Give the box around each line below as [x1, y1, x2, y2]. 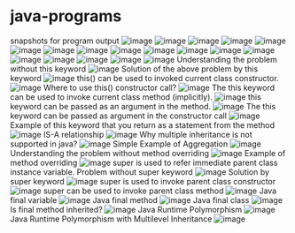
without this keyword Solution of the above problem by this [10, 64, 259, 74]
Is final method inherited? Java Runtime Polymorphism [10, 204, 243, 214]
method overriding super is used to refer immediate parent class [10, 157, 278, 168]
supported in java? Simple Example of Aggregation [10, 139, 229, 149]
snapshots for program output [10, 35, 120, 46]
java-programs [10, 6, 122, 26]
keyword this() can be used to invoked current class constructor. [10, 72, 279, 83]
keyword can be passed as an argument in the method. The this [10, 101, 276, 111]
